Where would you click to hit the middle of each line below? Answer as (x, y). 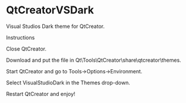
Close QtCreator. (26, 49)
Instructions (21, 37)
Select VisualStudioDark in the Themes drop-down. (68, 83)
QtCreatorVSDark (50, 10)
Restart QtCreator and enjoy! (41, 94)
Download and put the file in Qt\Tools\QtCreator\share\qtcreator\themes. (94, 60)
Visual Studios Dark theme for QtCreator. (55, 26)
